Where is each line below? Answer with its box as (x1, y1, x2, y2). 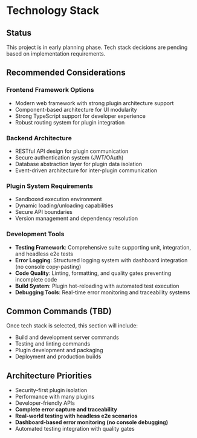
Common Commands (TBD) (6, 306, 112, 316)
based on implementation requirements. (6, 50, 106, 57)
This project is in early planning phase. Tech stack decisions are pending (6, 43, 188, 51)
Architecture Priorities (6, 370, 92, 381)
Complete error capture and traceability (15, 406, 118, 413)
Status (6, 28, 32, 38)
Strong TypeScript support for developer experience (15, 112, 146, 120)
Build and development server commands (15, 333, 119, 341)
